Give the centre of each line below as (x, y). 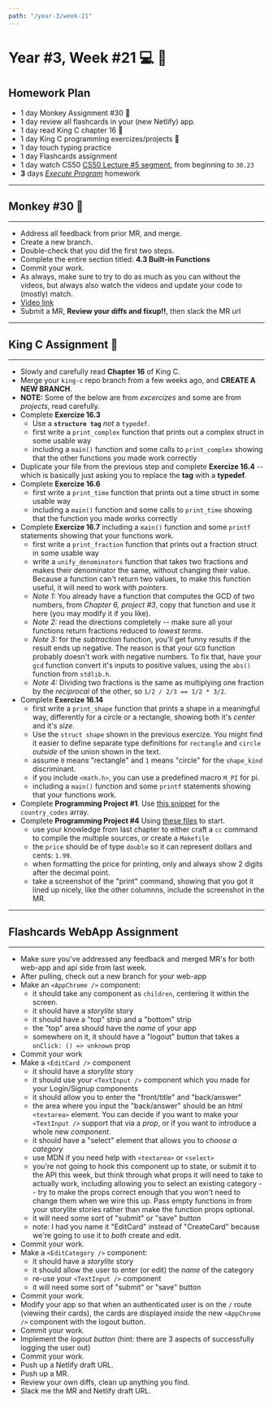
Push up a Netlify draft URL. (67, 1365)
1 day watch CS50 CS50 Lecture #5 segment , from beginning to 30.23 (137, 164)
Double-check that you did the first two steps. (97, 251)
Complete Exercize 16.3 (60, 415)
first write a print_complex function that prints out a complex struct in (148, 433)
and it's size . (54, 726)
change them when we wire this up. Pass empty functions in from (142, 1201)
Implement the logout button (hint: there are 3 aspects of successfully (137, 1339)
